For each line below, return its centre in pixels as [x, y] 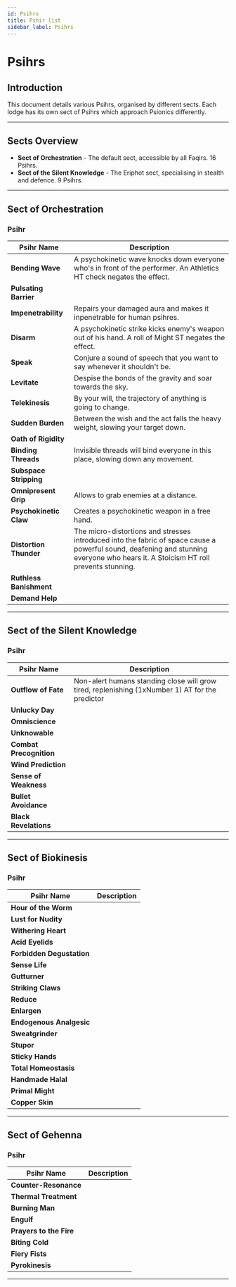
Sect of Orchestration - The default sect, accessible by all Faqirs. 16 [117, 158]
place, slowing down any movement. [134, 459]
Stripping [27, 479]
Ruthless [26, 578]
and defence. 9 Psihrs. [50, 180]
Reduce [24, 1000]
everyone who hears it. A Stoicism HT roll [142, 557]
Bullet [21, 796]
